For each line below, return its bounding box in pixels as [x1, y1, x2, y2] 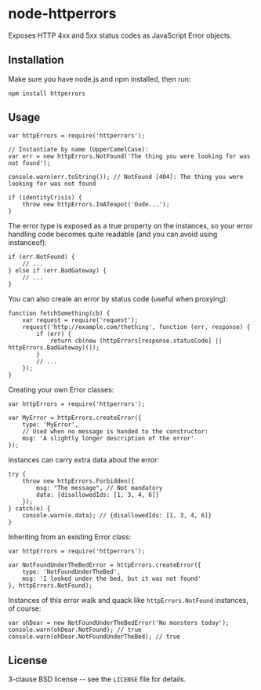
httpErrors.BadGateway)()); [8, 343, 100, 352]
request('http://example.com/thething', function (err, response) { [22, 323, 251, 330]
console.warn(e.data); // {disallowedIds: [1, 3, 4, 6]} [22, 511, 212, 519]
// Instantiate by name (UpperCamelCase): [8, 145, 149, 153]
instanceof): [8, 237, 47, 247]
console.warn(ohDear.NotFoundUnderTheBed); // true [8, 633, 180, 641]
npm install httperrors [8, 89, 86, 97]
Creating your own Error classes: [8, 385, 114, 394]
